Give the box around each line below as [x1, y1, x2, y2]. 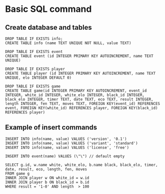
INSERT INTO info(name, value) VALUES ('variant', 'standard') [5, 141, 138, 145]
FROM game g [5, 171, 30, 176]
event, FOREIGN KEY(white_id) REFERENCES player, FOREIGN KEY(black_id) [5, 105, 158, 110]
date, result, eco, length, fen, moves [5, 167, 87, 172]
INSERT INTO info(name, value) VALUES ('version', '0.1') [5, 136, 127, 142]
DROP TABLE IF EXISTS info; [5, 36, 63, 41]
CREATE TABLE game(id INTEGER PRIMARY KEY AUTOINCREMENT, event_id [5, 88, 147, 93]
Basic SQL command [5, 3, 92, 15]
